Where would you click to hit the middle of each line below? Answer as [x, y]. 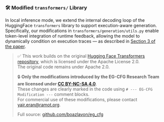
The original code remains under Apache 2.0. [63, 67]
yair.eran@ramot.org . [39, 105]
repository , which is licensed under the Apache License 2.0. [78, 62]
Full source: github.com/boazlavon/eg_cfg [60, 115]
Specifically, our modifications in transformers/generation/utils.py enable [82, 31]
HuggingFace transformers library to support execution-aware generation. [81, 26]
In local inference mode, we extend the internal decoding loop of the [75, 20]
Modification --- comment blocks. [53, 94]
